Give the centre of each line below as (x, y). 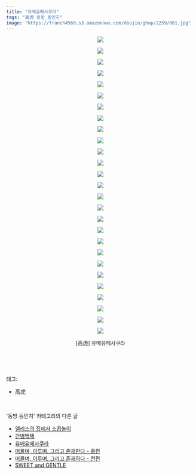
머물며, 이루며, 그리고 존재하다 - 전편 (57, 458)
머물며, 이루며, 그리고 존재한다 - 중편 (57, 451)
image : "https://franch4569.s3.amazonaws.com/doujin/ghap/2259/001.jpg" (99, 23)
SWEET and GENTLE (40, 465)
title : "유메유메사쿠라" (33, 12)
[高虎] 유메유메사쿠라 (100, 343)
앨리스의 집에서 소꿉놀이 (43, 429)
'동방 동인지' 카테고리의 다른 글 (42, 416)
